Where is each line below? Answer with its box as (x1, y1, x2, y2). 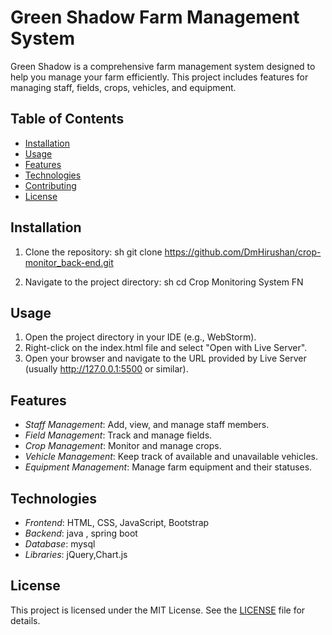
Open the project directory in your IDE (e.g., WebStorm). (24, 331, 257, 343)
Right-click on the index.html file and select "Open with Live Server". (24, 342, 308, 354)
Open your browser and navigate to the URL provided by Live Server (24, 352, 307, 365)
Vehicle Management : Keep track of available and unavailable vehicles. (24, 451, 318, 463)
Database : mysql (24, 538, 96, 550)
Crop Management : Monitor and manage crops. (24, 440, 222, 452)
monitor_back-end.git (24, 256, 114, 268)
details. (10, 614, 41, 626)
